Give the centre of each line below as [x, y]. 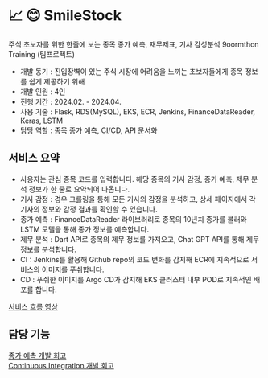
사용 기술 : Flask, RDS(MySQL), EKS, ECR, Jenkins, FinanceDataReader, [138, 111]
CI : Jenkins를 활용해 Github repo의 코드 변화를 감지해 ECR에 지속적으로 [134, 259]
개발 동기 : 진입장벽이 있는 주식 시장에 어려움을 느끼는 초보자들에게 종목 [132, 71]
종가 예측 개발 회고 [37, 355]
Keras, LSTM [41, 121]
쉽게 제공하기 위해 [57, 81]
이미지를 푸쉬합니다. [73, 269]
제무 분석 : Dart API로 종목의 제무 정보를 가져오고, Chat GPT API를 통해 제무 [140, 239]
